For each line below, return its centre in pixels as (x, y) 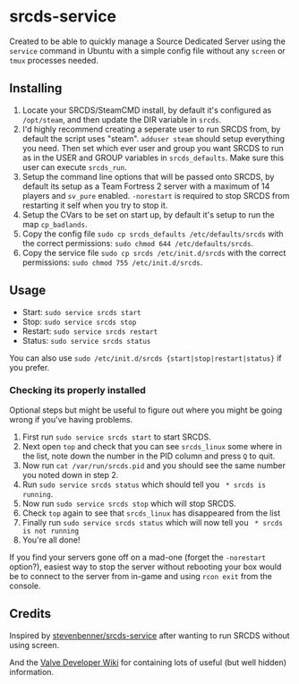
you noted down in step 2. (70, 475)
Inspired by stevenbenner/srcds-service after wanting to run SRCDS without (149, 635)
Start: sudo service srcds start (81, 312)
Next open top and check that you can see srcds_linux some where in (152, 446)
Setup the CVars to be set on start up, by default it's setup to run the (148, 214)
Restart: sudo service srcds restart (90, 331)
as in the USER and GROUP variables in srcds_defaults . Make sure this (153, 158)
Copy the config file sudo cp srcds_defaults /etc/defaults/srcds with (153, 234)
